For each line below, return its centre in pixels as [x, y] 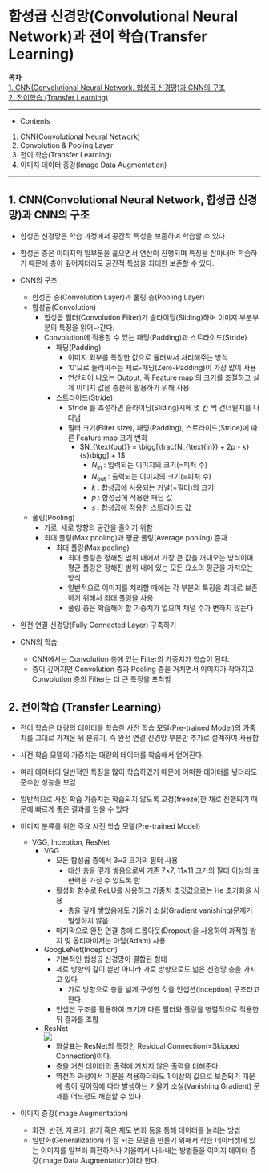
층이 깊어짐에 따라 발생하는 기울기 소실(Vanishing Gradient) [158, 1086]
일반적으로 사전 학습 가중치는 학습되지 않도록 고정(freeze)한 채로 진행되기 [134, 799]
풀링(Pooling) [53, 518]
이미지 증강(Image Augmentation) [74, 1114]
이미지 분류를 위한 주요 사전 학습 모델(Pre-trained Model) [110, 826]
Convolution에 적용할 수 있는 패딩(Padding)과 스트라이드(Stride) [145, 337]
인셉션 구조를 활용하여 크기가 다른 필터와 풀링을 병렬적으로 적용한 [157, 1009]
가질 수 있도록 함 [115, 881]
